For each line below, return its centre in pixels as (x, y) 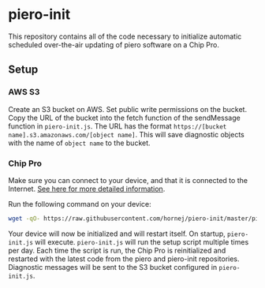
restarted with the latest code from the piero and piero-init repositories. (124, 259)
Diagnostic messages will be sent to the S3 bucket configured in (113, 267)
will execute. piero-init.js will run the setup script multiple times (142, 241)
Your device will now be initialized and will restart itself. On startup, (117, 234)
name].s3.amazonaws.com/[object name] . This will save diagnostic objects (126, 134)
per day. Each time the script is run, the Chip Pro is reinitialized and (117, 250)
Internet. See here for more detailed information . (87, 189)
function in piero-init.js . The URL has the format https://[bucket (118, 126)
